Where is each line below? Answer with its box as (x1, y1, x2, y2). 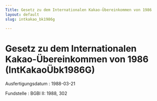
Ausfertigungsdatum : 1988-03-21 (5, 81, 75, 87)
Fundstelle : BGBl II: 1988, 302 (5, 90, 67, 96)
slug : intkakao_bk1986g (5, 17, 55, 22)
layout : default (5, 12, 39, 17)
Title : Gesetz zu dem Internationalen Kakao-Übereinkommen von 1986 (5, 7, 152, 13)
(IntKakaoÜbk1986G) (5, 64, 95, 75)
